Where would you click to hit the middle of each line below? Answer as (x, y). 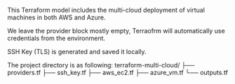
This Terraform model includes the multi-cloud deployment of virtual (106, 10)
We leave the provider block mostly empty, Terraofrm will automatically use (116, 31)
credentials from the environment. (56, 38)
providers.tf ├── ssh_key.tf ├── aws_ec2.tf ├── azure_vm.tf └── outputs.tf (117, 73)
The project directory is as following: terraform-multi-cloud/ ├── (101, 65)
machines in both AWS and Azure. (57, 17)
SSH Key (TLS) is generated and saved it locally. (77, 52)
